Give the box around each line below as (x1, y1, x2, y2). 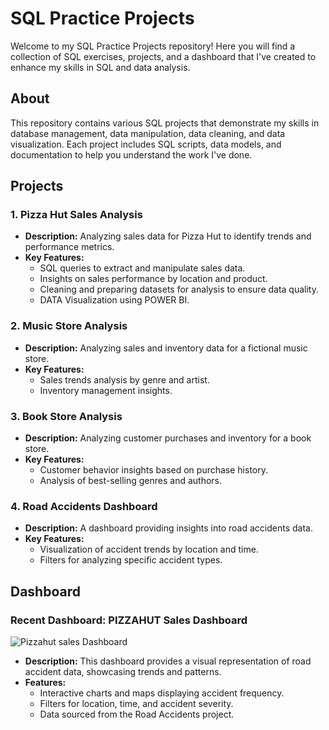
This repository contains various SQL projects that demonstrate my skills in (10, 117, 320, 129)
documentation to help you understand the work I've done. (10, 148, 253, 161)
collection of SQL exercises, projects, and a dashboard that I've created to (10, 50, 317, 62)
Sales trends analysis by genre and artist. (39, 373, 210, 386)
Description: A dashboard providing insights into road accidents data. (24, 522, 313, 534)
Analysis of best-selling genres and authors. (39, 475, 222, 487)
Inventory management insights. (39, 384, 173, 396)
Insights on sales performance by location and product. (39, 273, 268, 285)
